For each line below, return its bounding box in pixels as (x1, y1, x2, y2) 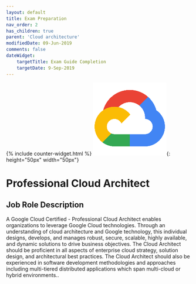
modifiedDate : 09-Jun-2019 (6, 40, 72, 46)
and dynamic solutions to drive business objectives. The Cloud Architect (6, 240, 181, 247)
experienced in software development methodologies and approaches (6, 259, 176, 266)
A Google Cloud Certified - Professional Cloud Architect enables (6, 215, 161, 223)
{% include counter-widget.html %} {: (6, 150, 171, 157)
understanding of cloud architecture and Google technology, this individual (6, 228, 187, 235)
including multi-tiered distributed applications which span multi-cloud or (6, 265, 181, 272)
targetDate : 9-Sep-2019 (16, 65, 75, 71)
